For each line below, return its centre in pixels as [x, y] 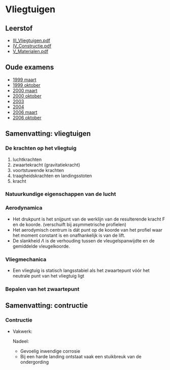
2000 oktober [27, 96]
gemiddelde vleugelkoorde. [41, 246]
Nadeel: [21, 341]
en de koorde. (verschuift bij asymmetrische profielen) [70, 224]
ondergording [35, 362]
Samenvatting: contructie [46, 305]
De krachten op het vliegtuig [41, 148]
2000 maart [25, 90]
